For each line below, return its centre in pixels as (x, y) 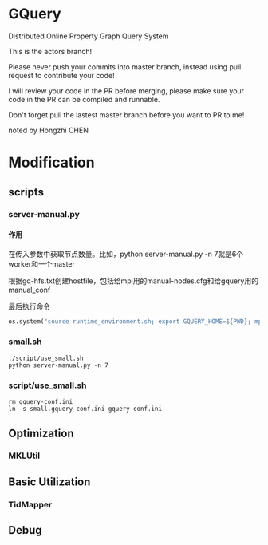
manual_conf (30, 290)
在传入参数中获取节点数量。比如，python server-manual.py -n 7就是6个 (126, 254)
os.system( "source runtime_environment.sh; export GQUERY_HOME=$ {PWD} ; (130, 321)
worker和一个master (42, 263)
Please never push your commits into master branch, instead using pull (125, 67)
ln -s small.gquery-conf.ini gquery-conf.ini (85, 409)
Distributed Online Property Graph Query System (89, 36)
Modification (51, 162)
